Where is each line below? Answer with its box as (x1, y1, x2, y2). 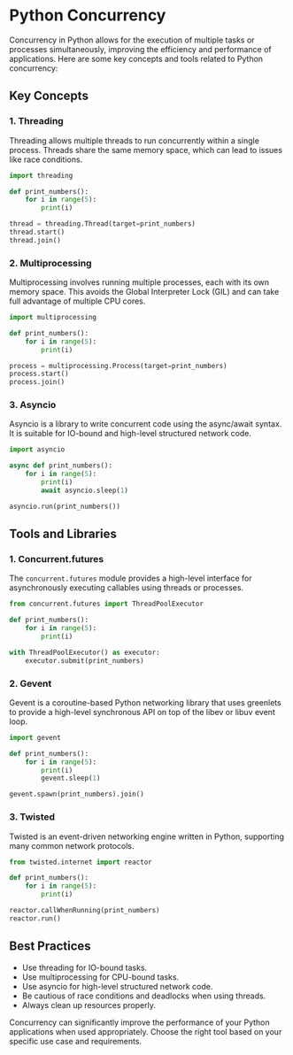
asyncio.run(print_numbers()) (9, 502, 121, 511)
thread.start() (9, 227, 66, 236)
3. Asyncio (9, 399, 57, 412)
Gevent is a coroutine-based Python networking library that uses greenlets (9, 697, 281, 708)
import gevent (9, 733, 62, 742)
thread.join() (9, 235, 62, 244)
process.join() (9, 378, 66, 387)
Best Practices (9, 939, 91, 954)
